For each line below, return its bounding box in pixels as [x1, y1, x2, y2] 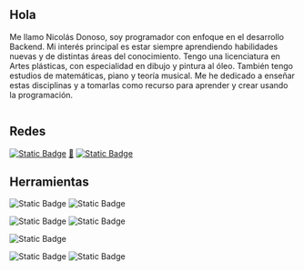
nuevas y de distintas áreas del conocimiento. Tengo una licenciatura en [9, 50, 280, 62]
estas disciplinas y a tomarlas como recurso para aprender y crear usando [9, 79, 289, 90]
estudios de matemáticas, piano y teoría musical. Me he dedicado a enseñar [9, 70, 296, 81]
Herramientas [9, 175, 89, 190]
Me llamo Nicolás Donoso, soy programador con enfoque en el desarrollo [9, 31, 285, 42]
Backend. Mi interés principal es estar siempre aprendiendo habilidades [9, 41, 279, 52]
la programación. [9, 89, 74, 100]
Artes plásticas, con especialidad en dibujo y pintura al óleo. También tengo [9, 60, 294, 71]
